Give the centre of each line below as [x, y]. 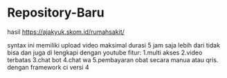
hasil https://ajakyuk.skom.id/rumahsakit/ [66, 32]
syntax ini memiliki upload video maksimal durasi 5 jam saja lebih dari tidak [113, 45]
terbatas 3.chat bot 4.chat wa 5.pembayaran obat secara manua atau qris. [113, 59]
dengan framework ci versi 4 [48, 67]
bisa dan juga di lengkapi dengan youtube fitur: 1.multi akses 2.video [105, 52]
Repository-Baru [56, 13]
